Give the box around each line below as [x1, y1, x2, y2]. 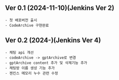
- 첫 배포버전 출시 [5, 18, 37, 22]
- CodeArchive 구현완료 [5, 23, 49, 28]
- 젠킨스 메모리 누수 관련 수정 [5, 71, 58, 76]
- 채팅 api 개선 [5, 50, 34, 55]
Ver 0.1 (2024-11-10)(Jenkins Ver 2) [5, 4, 115, 12]
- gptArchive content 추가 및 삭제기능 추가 [5, 60, 87, 65]
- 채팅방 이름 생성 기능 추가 [5, 65, 55, 70]
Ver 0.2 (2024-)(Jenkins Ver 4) [5, 36, 101, 44]
